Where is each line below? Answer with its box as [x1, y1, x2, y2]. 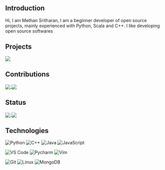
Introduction [5, 4, 45, 13]
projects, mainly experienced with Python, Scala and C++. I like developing [5, 23, 160, 29]
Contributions [5, 70, 50, 79]
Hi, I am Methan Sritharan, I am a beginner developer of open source [5, 17, 147, 23]
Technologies [5, 126, 49, 135]
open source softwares [5, 28, 53, 34]
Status [5, 98, 27, 107]
